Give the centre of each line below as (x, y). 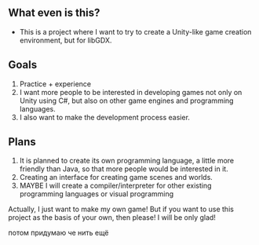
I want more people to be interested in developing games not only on (131, 92)
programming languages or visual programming (97, 194)
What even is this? (54, 13)
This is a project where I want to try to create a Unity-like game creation (135, 31)
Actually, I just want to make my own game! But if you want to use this (121, 209)
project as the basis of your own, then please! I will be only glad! (112, 218)
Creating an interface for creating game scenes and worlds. (116, 177)
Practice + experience (55, 84)
